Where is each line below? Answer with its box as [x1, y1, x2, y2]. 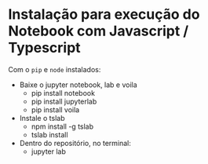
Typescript [8, 39, 81, 56]
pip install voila [31, 104, 80, 115]
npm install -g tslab [31, 122, 94, 131]
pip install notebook [31, 88, 96, 97]
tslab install [31, 129, 68, 139]
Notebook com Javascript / [8, 22, 189, 40]
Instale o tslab [19, 113, 65, 122]
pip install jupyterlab [31, 97, 97, 106]
